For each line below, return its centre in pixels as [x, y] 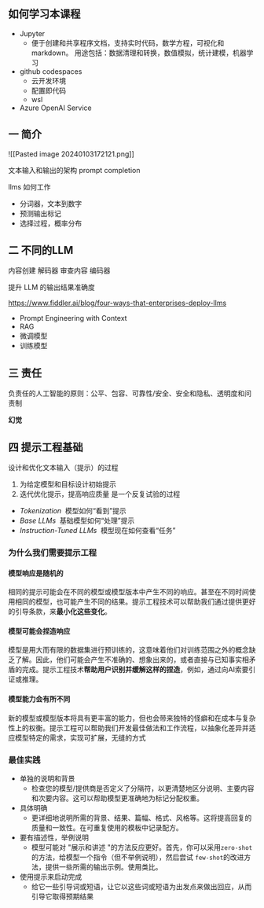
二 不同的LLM [41, 250]
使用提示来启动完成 [51, 877]
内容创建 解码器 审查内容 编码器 [59, 270]
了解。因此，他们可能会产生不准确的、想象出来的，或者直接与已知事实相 [132, 660]
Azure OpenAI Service [55, 108]
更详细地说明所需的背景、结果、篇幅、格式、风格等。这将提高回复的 [141, 818]
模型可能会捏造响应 [39, 630]
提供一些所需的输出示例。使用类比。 [104, 866]
